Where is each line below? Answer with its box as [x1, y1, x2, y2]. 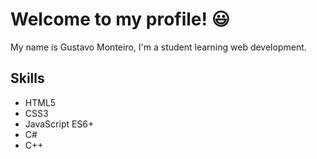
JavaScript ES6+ [24, 118, 95, 130]
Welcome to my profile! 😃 [10, 8, 230, 31]
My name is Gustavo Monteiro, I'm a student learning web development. [10, 41, 307, 53]
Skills [10, 70, 45, 87]
